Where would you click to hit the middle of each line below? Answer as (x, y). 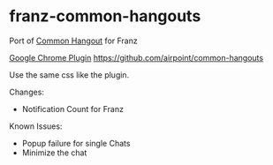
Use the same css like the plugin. (69, 75)
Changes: (27, 92)
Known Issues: (36, 126)
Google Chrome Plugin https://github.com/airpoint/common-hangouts (136, 57)
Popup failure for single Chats (76, 143)
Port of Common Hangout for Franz (74, 41)
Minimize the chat (54, 153)
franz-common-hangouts (105, 16)
